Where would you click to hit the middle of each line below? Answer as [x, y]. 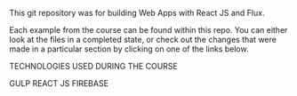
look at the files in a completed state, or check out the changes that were [143, 40]
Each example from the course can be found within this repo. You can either [148, 30]
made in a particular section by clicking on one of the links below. [129, 49]
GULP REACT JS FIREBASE [59, 83]
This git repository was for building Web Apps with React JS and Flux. [137, 13]
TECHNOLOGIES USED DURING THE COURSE [93, 66]
